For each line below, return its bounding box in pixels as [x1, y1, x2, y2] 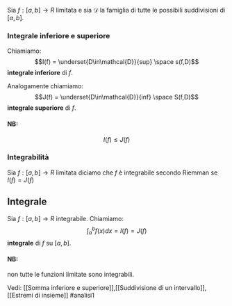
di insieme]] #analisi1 [34, 291, 95, 300]
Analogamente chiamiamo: [7, 82, 83, 90]
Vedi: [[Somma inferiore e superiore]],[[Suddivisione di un [7, 284, 173, 292]
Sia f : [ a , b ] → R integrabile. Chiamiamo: [7, 214, 124, 223]
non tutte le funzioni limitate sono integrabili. [7, 271, 134, 279]
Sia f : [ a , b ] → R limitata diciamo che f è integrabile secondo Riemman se [7, 168, 218, 177]
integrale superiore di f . [7, 104, 76, 112]
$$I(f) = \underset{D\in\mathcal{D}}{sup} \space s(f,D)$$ [34, 58, 199, 66]
